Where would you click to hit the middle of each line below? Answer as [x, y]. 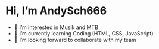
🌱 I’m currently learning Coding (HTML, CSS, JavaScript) [84, 33]
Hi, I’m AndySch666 [56, 11]
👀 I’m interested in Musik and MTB [56, 27]
